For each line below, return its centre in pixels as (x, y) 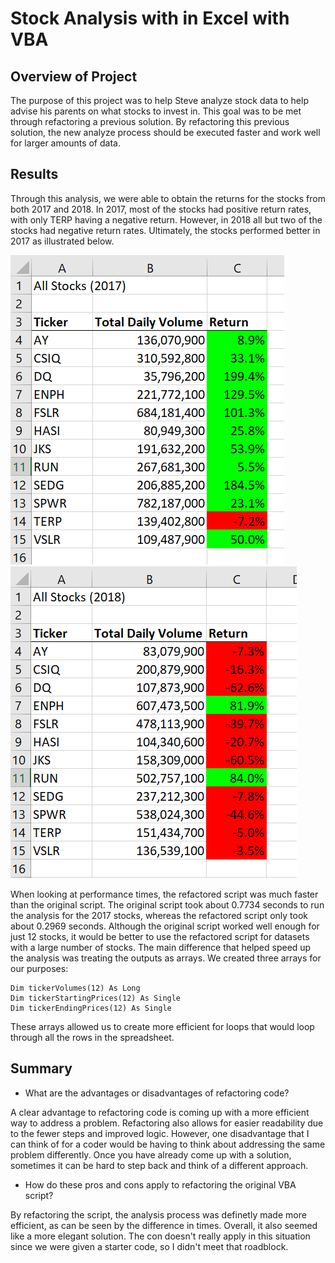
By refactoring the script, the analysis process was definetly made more (158, 1214)
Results (34, 174)
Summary (41, 1068)
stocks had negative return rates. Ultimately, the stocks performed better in (165, 230)
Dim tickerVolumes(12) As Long (75, 988)
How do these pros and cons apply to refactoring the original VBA (160, 1184)
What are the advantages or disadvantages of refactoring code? (157, 1093)
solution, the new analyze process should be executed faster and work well (165, 132)
